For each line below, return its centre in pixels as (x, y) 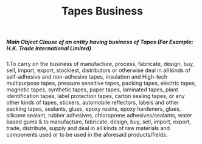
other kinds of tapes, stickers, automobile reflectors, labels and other (93, 102)
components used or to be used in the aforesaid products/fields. (87, 134)
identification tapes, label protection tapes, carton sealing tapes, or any (96, 96)
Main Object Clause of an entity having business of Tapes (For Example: (100, 42)
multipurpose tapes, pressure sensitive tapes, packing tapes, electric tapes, (101, 83)
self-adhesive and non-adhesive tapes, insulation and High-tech (87, 76)
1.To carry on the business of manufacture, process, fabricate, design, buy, (100, 64)
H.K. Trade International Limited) (49, 48)
